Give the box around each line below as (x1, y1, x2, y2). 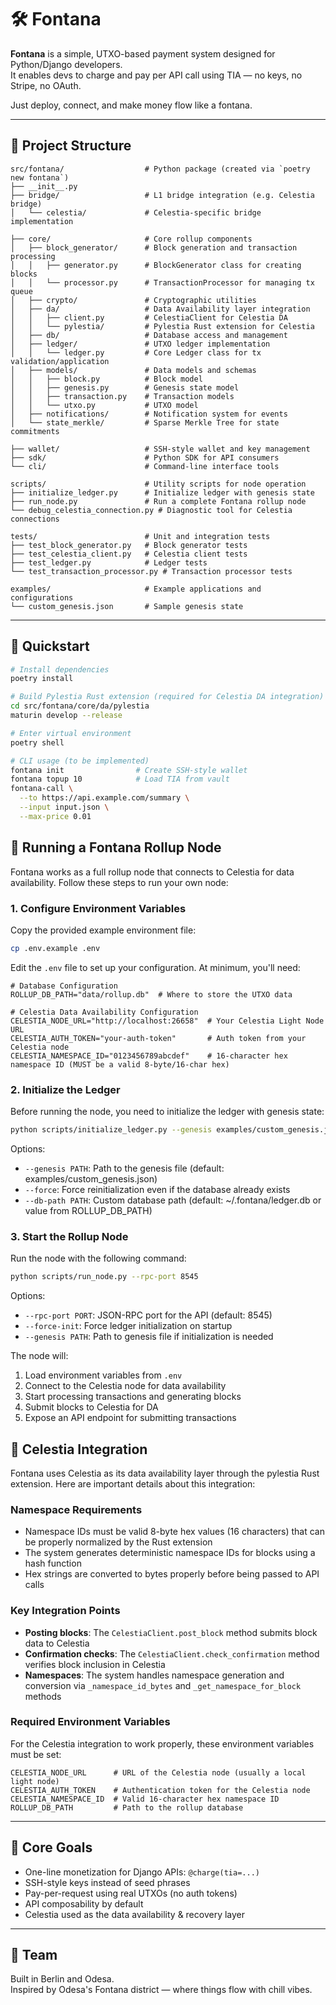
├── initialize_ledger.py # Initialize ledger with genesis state (10, 487, 315, 498)
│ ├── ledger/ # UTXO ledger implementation (10, 339, 271, 349)
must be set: (10, 1748, 62, 1760)
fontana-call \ (10, 784, 74, 794)
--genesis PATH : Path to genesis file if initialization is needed (24, 1331, 274, 1343)
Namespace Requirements (10, 1502, 143, 1516)
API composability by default (24, 1897, 144, 1910)
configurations (10, 592, 74, 603)
